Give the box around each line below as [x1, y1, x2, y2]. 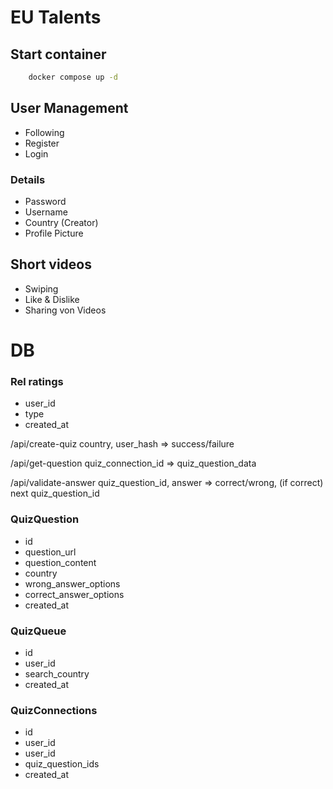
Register [24, 137, 60, 149]
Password [24, 195, 67, 207]
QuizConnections [10, 703, 98, 717]
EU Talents [10, 6, 102, 29]
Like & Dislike [24, 293, 80, 305]
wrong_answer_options [24, 577, 121, 590]
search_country [24, 667, 90, 680]
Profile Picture [24, 227, 84, 239]
